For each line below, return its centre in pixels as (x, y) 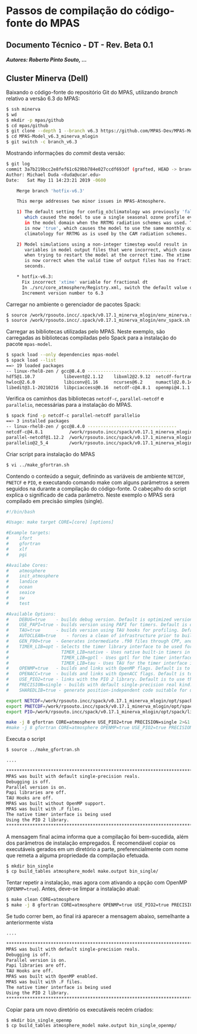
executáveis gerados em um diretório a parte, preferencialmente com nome (97, 849)
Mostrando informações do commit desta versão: (66, 153)
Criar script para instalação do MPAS (51, 454)
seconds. (35, 266)
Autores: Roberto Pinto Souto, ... (46, 60)
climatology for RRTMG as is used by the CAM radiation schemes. (106, 234)
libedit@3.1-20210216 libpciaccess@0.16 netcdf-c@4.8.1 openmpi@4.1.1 (98, 387)
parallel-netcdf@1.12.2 (35, 437)
